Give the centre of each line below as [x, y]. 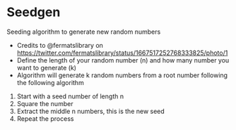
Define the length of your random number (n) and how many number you [123, 60]
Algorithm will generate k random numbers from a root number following [122, 75]
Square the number [45, 103]
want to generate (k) [47, 67]
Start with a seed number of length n [70, 96]
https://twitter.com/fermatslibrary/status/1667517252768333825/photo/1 [122, 53]
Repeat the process [45, 118]
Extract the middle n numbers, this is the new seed [91, 111]
